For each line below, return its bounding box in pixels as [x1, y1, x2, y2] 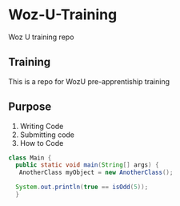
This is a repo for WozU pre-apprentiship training [8, 76, 170, 86]
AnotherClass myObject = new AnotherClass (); [18, 168, 174, 177]
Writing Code [19, 121, 64, 131]
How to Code [19, 138, 64, 147]
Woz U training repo [8, 32, 74, 42]
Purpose [8, 100, 52, 114]
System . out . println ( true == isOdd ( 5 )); [15, 183, 149, 192]
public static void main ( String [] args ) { [15, 161, 159, 169]
